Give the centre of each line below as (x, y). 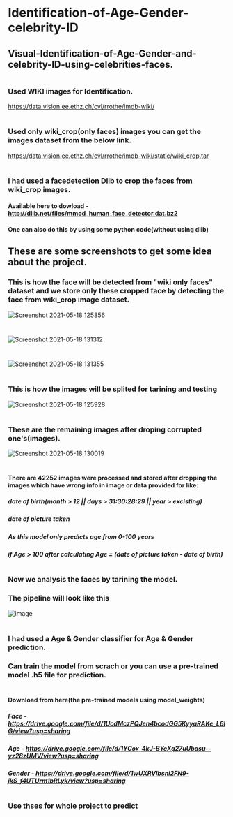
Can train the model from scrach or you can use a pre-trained (113, 666)
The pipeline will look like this (59, 598)
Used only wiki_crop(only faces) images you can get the (104, 132)
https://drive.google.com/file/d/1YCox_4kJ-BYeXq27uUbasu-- (118, 748)
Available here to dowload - (48, 206)
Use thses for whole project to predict (73, 806)
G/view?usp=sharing (39, 730)
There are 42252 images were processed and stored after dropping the (113, 478)
